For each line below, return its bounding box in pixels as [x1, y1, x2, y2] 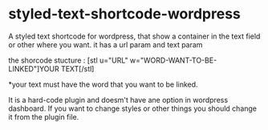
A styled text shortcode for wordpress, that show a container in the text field [8, 31, 261, 41]
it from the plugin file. [8, 112, 79, 121]
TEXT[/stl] [60, 63, 95, 73]
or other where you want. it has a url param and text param [8, 39, 203, 49]
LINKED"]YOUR [8, 63, 59, 73]
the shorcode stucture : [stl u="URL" [8, 55, 128, 65]
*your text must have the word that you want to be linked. [8, 79, 198, 89]
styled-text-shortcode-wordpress [8, 5, 241, 23]
